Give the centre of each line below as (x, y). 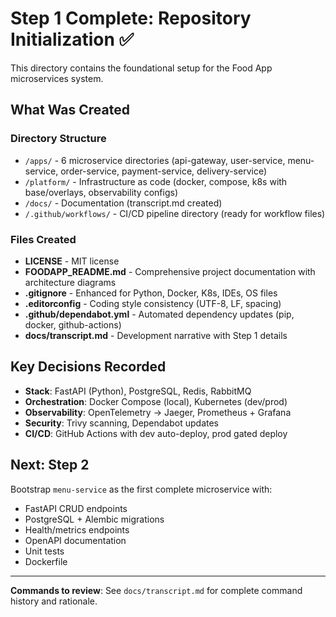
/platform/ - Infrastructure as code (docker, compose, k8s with (156, 181)
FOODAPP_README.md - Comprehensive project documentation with (170, 271)
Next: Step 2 (50, 465)
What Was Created (70, 110)
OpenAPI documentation (75, 540)
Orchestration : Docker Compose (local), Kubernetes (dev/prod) (156, 401)
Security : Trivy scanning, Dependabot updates (121, 423)
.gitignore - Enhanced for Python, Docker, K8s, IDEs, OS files (151, 293)
